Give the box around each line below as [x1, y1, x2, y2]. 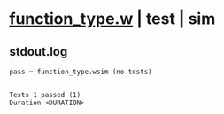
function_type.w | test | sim [9, 9, 216, 29]
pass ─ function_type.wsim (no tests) [9, 67, 152, 76]
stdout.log [9, 44, 68, 59]
